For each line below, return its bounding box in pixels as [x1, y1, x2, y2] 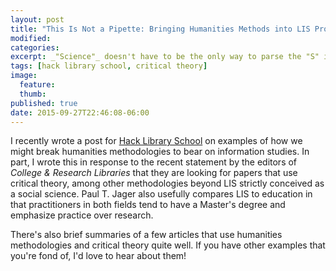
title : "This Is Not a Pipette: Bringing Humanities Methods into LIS [10, 24, 311, 34]
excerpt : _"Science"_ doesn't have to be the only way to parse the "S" [10, 52, 320, 62]
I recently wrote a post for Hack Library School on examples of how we [10, 135, 303, 147]
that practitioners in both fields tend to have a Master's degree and [10, 199, 286, 211]
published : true [10, 98, 78, 108]
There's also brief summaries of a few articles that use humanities [10, 229, 283, 241]
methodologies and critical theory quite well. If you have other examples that [10, 239, 326, 251]
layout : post [10, 14, 65, 25]
